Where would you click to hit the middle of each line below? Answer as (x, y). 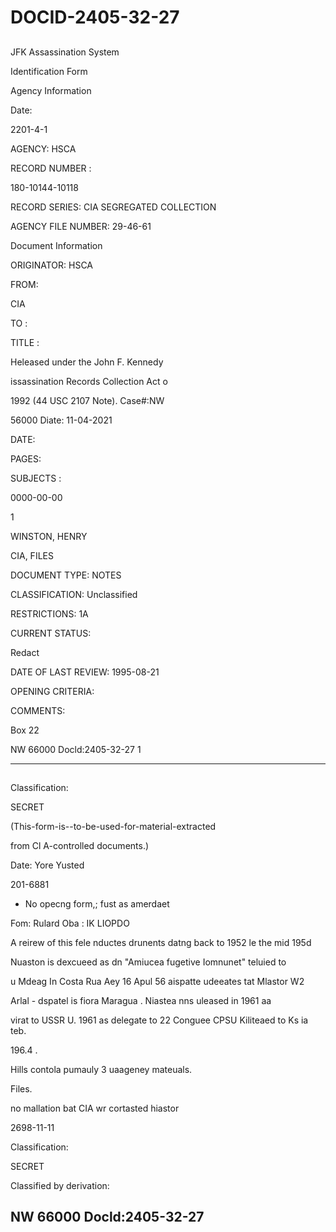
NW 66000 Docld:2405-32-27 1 (76, 749)
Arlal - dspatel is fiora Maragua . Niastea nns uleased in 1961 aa (141, 1000)
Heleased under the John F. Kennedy (87, 362)
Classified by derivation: (60, 1185)
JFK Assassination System (65, 52)
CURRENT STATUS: (51, 633)
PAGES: (26, 458)
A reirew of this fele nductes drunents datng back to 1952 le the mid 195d (161, 942)
